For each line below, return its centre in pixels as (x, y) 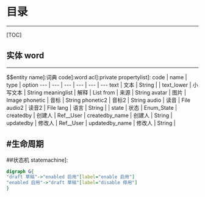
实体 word (25, 56)
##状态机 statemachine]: (37, 160)
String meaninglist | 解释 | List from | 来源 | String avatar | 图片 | (106, 92)
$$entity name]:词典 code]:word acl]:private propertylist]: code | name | (97, 77)
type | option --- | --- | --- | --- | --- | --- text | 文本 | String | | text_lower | (99, 85)
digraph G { (20, 171)
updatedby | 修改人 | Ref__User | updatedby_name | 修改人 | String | (91, 123)
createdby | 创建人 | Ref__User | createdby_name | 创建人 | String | (89, 115)
